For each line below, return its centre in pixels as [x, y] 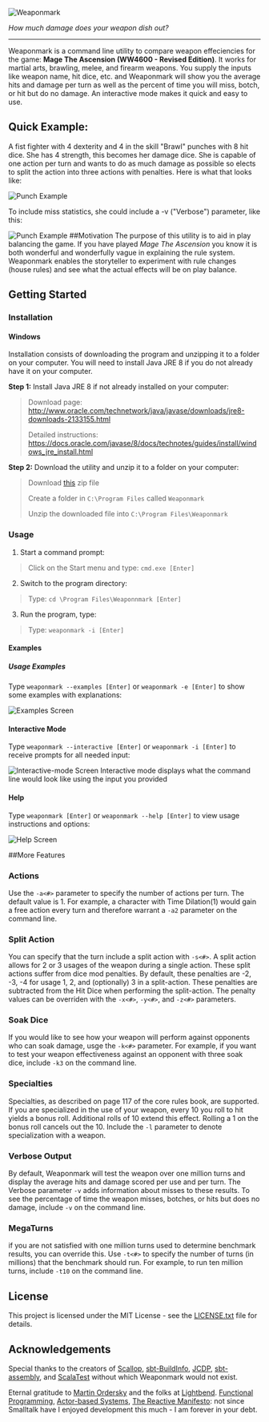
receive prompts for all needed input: [69, 755]
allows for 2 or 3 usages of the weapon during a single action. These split [129, 966]
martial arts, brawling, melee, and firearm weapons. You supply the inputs [130, 68]
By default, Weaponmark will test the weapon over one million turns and [127, 1174]
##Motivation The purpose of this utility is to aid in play [160, 235]
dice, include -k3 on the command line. [72, 1063]
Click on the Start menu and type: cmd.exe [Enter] [111, 568]
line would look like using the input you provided [88, 779]
